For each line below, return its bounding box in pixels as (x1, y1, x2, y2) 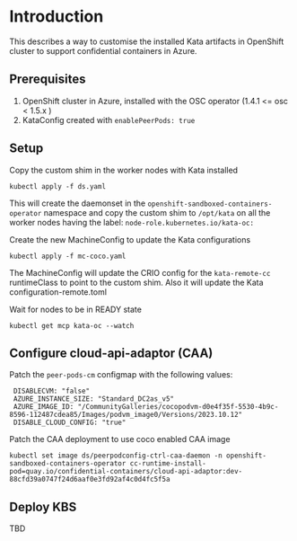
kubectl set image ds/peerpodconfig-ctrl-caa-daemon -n (9, 451, 223, 460)
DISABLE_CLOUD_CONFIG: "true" (13, 418, 127, 428)
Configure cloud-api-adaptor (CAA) (9, 345, 214, 360)
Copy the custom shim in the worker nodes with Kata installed (9, 164, 239, 175)
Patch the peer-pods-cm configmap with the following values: (9, 369, 233, 380)
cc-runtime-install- (129, 459, 206, 468)
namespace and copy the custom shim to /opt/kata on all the (43, 207, 271, 217)
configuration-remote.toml (9, 286, 108, 297)
